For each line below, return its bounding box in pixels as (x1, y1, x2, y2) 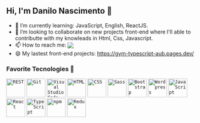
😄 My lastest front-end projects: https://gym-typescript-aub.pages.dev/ (14, 50, 194, 57)
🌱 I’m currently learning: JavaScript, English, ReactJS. (14, 21, 148, 29)
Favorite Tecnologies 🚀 (6, 64, 74, 73)
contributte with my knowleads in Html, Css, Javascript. (14, 34, 153, 42)
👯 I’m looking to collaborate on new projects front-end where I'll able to (14, 28, 191, 35)
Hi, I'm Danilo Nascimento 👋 (6, 6, 112, 16)
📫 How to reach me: (14, 41, 67, 48)
